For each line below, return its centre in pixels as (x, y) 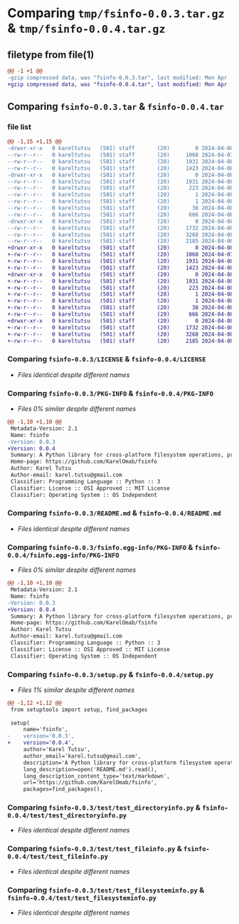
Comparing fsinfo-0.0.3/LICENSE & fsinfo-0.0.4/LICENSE (107, 359)
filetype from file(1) (51, 55)
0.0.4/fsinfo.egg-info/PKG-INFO (63, 555)
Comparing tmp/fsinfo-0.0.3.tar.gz (116, 13)
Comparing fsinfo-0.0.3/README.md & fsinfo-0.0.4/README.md (114, 513)
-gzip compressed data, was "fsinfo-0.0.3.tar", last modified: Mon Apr (117, 77)
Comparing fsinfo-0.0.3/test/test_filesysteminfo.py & (106, 890)
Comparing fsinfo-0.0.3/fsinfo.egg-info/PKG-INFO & (100, 547)
